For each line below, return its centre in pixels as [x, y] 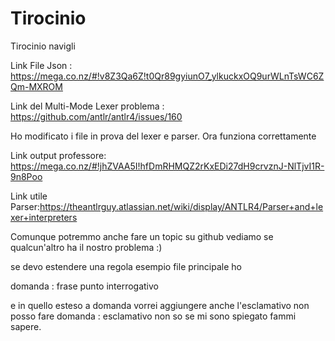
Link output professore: [58, 155]
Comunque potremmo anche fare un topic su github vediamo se [142, 236]
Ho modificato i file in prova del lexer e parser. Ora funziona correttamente [163, 136]
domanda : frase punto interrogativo [85, 286]
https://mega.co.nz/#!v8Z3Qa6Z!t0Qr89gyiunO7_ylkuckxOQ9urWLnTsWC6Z [167, 76]
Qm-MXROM [36, 86]
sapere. [26, 326]
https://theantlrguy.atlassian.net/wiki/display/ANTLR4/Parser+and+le [181, 206]
